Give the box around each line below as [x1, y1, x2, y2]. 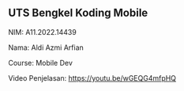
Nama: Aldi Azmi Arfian [8, 43, 84, 52]
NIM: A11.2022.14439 [8, 27, 77, 36]
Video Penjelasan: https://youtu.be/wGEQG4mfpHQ [8, 73, 176, 82]
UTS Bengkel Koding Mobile [8, 6, 148, 20]
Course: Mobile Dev [8, 58, 73, 67]
